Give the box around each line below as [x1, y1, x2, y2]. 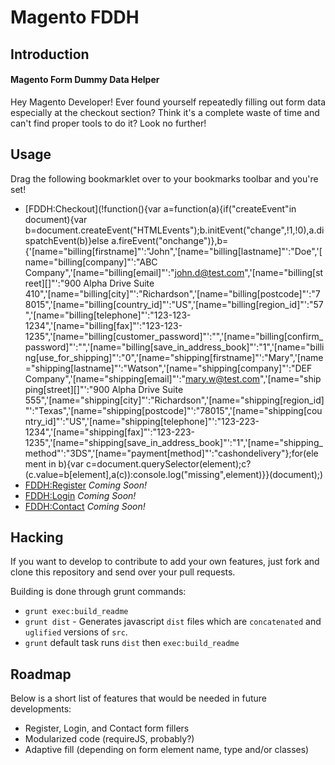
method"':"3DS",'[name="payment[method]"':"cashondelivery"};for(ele [24, 447, 319, 459]
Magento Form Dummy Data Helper [10, 74, 160, 86]
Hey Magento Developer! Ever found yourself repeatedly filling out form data [10, 96, 327, 108]
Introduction [10, 46, 90, 63]
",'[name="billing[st [244, 266, 324, 278]
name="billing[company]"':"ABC [24, 256, 158, 268]
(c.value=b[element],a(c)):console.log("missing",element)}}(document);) [24, 468, 324, 480]
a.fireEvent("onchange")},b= [111, 234, 229, 246]
